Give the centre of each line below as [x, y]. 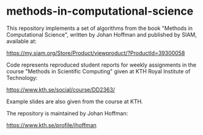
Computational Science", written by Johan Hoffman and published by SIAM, [102, 34]
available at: [21, 41]
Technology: [22, 78]
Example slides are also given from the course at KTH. [75, 101]
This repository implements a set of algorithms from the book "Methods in [100, 28]
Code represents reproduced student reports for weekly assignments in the [102, 65]
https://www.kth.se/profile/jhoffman [51, 125]
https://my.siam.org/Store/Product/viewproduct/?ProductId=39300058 [96, 53]
